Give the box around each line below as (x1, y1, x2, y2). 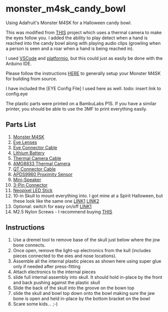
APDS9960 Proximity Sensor (13, 171, 73, 177)
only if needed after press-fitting (13, 263, 81, 269)
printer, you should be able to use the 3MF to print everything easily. (6, 106, 147, 112)
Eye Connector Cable (13, 144, 57, 150)
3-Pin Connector (13, 182, 48, 188)
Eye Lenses (13, 139, 37, 145)
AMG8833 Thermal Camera (13, 161, 71, 167)
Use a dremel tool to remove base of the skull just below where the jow (13, 237, 160, 243)
